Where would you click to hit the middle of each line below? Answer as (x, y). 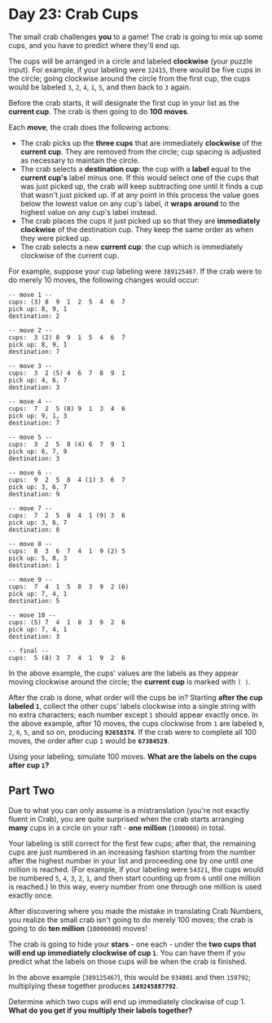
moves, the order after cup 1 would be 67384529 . (89, 741)
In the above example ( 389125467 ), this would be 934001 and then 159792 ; (129, 977)
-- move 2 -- (31, 330)
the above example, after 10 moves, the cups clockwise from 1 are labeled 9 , (136, 723)
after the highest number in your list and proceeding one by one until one (131, 860)
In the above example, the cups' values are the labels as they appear (123, 673)
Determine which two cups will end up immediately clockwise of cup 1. (127, 1001)
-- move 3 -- (31, 366)
